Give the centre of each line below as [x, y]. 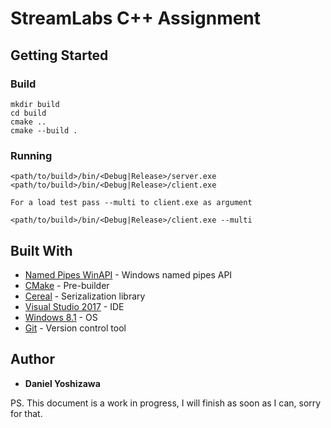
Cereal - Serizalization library [85, 296]
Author [32, 359]
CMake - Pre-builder [67, 285]
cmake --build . [44, 130]
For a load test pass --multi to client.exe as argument [131, 203]
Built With [41, 250]
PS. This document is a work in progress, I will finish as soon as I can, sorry [166, 403]
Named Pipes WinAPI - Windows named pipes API [128, 274]
